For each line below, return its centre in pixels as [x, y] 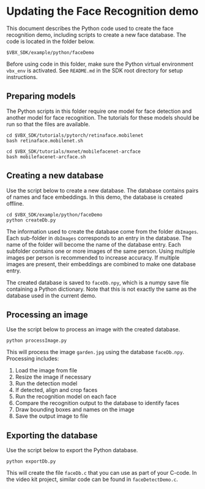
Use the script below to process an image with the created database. [93, 329]
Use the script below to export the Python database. [72, 450]
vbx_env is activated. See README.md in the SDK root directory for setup [95, 70]
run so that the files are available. [48, 124]
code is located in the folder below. [50, 41]
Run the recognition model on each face [66, 396]
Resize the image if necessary [53, 377]
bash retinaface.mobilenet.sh [45, 141]
